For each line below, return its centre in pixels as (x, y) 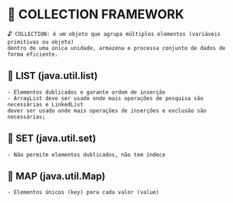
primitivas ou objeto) (41, 42)
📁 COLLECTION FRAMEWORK (96, 14)
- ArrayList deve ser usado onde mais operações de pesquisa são (105, 98)
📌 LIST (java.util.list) (53, 76)
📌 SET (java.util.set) (52, 139)
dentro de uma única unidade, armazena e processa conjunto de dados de (116, 48)
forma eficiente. (33, 54)
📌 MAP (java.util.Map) (56, 176)
